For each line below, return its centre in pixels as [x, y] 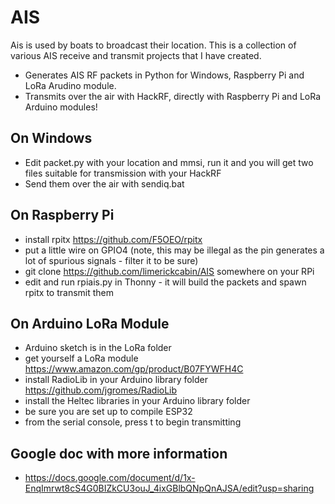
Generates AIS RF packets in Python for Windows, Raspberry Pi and [164, 75]
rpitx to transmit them [69, 292]
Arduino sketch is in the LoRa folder [98, 348]
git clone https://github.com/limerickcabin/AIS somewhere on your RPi [169, 271]
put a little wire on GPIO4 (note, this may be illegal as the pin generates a [174, 250]
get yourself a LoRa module [81, 358]
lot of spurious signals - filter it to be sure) [111, 260]
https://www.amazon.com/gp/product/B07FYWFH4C [134, 369]
